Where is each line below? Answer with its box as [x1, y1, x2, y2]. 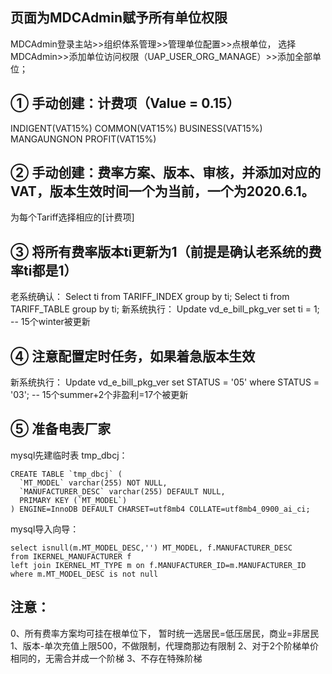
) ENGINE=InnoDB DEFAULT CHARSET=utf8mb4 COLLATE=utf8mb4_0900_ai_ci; [10, 504, 311, 514]
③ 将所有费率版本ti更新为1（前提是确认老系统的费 [10, 243, 322, 260]
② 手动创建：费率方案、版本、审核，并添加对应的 [10, 164, 322, 182]
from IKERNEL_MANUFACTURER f [10, 551, 132, 562]
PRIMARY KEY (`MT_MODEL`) [19, 495, 128, 505]
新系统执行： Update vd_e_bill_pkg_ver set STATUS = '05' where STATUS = [10, 376, 320, 388]
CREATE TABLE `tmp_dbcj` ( [10, 469, 123, 479]
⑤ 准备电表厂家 [10, 421, 112, 438]
